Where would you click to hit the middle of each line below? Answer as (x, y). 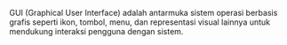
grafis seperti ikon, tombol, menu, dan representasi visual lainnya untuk (140, 22)
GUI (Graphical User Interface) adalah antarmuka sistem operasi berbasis (143, 13)
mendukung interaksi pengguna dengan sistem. (96, 31)
